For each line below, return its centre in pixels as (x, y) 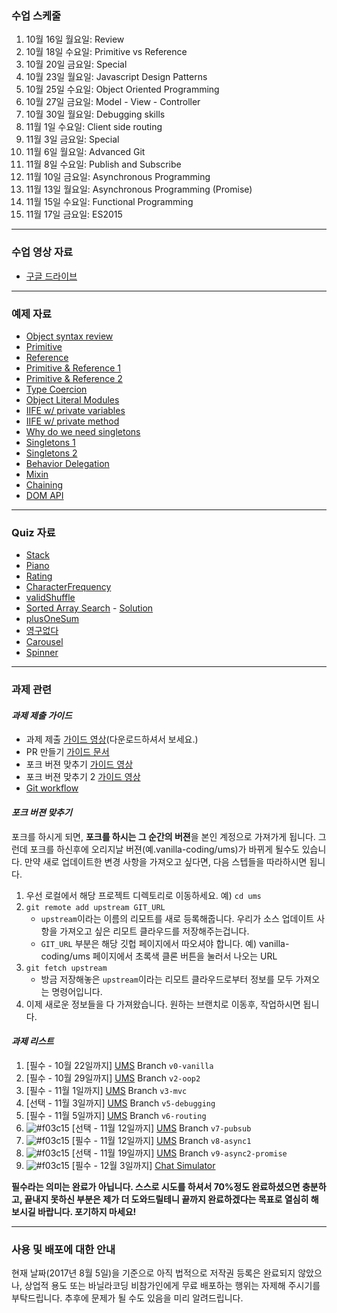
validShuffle (50, 598)
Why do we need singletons (83, 431)
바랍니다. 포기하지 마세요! (87, 1211)
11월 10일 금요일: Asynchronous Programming (118, 177)
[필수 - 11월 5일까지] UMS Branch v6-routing (116, 1115)
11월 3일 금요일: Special (72, 139)
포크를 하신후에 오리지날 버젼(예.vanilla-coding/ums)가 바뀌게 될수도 (164, 849)
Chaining (44, 484)
